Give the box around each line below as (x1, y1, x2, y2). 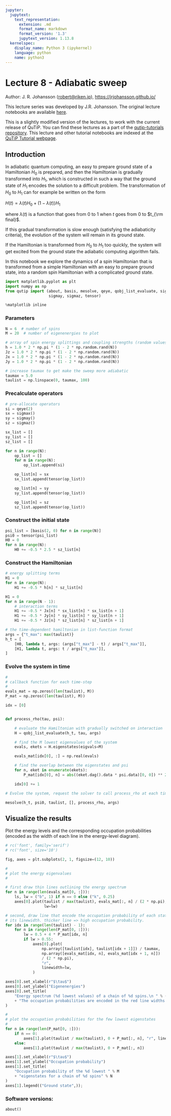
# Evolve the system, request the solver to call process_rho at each (5, 791, 158, 796)
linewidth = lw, (41, 965, 72, 971)
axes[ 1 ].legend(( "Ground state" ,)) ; (5, 1083, 83, 1088)
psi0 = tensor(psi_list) (5, 533, 58, 538)
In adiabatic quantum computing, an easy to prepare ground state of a (5, 164, 153, 170)
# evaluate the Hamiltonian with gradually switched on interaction (14, 725, 163, 731)
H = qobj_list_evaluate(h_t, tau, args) (14, 731, 101, 736)
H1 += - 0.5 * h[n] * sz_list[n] (14, 585, 83, 590)
